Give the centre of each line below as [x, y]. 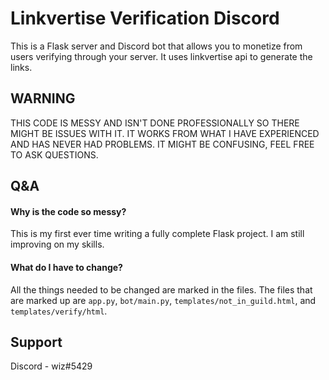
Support [36, 342]
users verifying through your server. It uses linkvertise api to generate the [161, 56]
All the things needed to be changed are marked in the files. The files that [161, 289]
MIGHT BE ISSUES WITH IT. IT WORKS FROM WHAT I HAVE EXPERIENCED [165, 133]
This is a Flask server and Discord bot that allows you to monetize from [156, 46]
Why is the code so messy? [68, 211]
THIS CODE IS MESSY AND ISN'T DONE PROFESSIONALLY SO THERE [155, 123]
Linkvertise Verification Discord [145, 18]
